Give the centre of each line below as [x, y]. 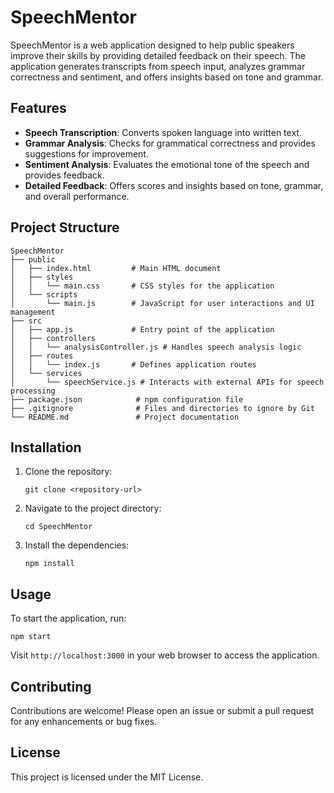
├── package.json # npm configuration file [127, 399]
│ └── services [46, 373]
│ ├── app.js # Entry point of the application [142, 329]
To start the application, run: [68, 618]
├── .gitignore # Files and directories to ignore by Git [162, 408]
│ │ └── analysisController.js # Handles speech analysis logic [156, 347]
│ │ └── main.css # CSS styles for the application [142, 286]
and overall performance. [77, 196]
